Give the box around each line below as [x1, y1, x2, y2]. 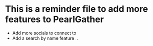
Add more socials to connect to [12, 30, 77, 36]
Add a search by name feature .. [12, 35, 78, 41]
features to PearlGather [5, 14, 104, 25]
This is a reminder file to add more [5, 3, 149, 15]
